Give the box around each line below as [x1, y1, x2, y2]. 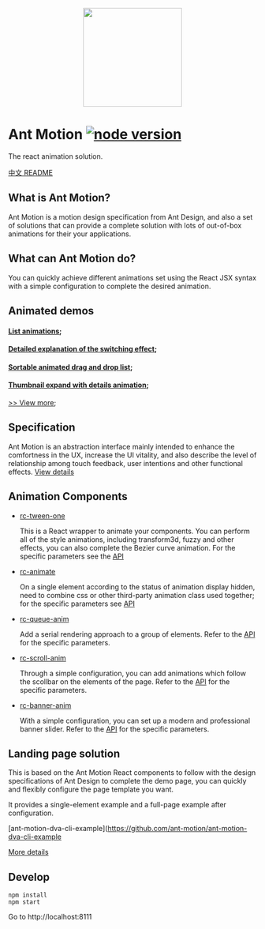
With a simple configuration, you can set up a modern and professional [19, 716, 251, 725]
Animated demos [8, 304, 95, 318]
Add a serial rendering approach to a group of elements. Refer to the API [19, 629, 256, 639]
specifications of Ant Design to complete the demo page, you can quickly [8, 777, 247, 786]
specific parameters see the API [19, 551, 125, 561]
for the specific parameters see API [19, 599, 136, 608]
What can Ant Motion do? [8, 252, 136, 265]
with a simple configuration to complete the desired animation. [8, 281, 211, 291]
